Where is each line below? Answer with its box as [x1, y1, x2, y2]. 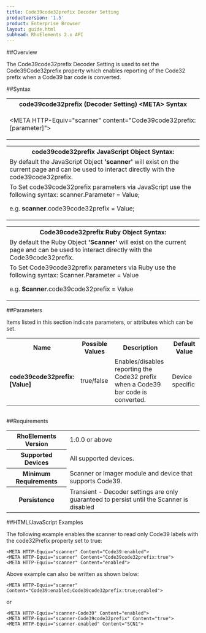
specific [172, 380, 195, 389]
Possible [82, 340, 108, 348]
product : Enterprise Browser [6, 20, 81, 26]
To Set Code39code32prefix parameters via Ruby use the [9, 263, 177, 272]
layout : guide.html [6, 26, 56, 33]
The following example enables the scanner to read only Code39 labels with [6, 530, 199, 537]
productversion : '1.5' [6, 15, 64, 21]
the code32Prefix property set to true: [6, 537, 102, 544]
